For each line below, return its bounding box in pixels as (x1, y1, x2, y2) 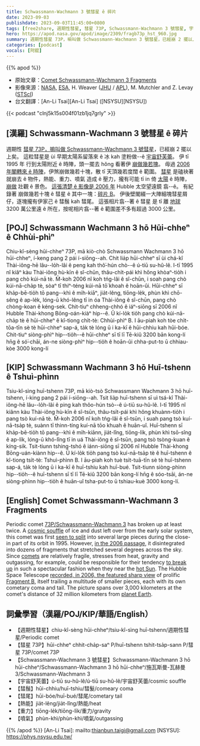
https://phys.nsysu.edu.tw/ (6, 733, 73, 740)
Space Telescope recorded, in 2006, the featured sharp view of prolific (6, 572, 180, 578)
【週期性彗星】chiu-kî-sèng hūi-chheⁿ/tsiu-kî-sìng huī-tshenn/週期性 (14, 626, 184, 633)
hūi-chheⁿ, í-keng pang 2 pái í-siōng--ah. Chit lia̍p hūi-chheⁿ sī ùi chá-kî (6, 254, 183, 262)
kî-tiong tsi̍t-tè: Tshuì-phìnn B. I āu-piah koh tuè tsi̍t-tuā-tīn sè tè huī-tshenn (6, 456, 192, 463)
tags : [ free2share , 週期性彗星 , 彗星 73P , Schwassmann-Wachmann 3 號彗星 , (6, 25, 187, 32)
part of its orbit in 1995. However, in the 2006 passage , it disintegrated (11, 540, 185, 547)
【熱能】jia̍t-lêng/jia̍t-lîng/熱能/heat (14, 699, 101, 707)
